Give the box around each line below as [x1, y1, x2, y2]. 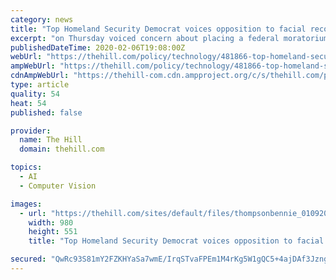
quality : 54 [10, 89, 60, 99]
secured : [10, 254, 47, 265]
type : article [10, 80, 70, 90]
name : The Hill [19, 135, 83, 145]
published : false [10, 107, 83, 118]
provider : [10, 126, 52, 136]
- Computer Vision [19, 181, 97, 191]
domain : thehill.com [19, 144, 105, 155]
